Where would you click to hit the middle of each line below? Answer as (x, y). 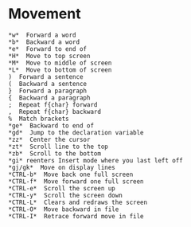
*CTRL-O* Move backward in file (64, 209)
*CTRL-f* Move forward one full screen (76, 181)
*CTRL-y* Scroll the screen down (66, 195)
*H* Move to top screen (49, 56)
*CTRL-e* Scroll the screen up (62, 188)
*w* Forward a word (43, 35)
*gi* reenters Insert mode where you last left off (95, 160)
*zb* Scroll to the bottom (55, 153)
